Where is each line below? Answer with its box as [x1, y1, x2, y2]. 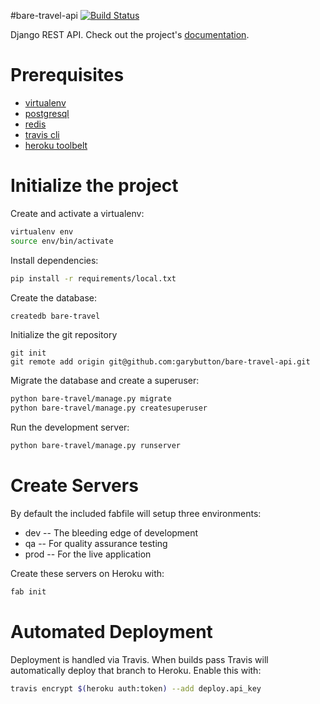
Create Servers [10, 475, 139, 497]
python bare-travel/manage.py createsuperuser [10, 403, 208, 414]
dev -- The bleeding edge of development [24, 526, 199, 539]
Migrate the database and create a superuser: [10, 375, 200, 387]
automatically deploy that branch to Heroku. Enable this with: [10, 664, 262, 676]
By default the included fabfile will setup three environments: [10, 507, 262, 519]
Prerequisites [10, 64, 125, 87]
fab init [10, 586, 47, 597]
